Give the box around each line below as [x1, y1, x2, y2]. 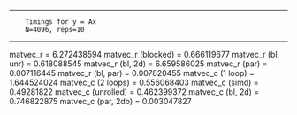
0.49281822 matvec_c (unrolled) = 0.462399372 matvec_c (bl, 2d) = [9, 87, 260, 97]
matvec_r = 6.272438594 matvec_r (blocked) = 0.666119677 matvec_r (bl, [9, 50, 280, 59]
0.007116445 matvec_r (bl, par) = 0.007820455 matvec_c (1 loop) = [9, 68, 255, 78]
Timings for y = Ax [25, 18, 97, 27]
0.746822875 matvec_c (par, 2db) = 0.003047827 [9, 96, 192, 106]
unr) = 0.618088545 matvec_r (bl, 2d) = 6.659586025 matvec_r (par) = [9, 58, 268, 69]
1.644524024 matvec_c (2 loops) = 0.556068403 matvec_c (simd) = [9, 77, 259, 88]
